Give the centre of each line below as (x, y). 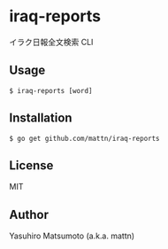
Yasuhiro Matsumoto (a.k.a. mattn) (72, 236)
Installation (41, 118)
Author (29, 214)
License (31, 165)
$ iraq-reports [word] (51, 90)
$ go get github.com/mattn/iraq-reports (85, 138)
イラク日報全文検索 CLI (51, 42)
